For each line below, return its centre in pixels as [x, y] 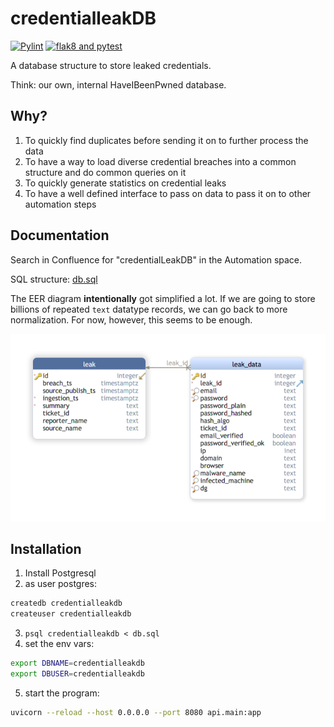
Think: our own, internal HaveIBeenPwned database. [118, 84]
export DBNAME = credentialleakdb [77, 663]
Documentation [60, 235]
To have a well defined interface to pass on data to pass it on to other [168, 193]
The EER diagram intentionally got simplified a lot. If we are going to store [163, 298]
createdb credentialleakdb [66, 603]
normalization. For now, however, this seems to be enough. [131, 319]
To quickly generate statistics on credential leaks [125, 183]
